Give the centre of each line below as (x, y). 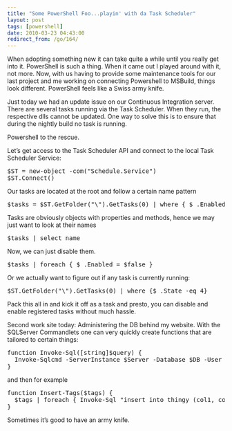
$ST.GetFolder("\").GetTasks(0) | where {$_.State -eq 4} (107, 291)
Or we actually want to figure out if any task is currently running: (99, 278)
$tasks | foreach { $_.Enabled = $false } (80, 265)
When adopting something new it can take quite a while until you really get (113, 59)
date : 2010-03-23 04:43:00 (46, 33)
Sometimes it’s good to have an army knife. (68, 420)
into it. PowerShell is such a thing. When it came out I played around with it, (114, 66)
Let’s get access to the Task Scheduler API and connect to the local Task (110, 151)
